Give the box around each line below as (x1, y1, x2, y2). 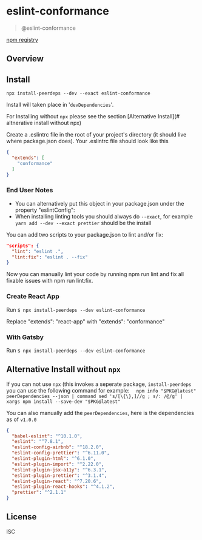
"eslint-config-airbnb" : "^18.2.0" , (12, 444, 104, 450)
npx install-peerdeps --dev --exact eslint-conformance (6, 90, 150, 96)
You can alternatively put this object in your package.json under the (15, 200, 184, 207)
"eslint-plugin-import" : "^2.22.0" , (12, 461, 104, 467)
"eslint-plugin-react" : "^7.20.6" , (12, 478, 102, 484)
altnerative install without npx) (6, 120, 82, 127)
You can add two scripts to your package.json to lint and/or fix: (6, 231, 164, 238)
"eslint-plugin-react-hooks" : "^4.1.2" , (12, 484, 115, 490)
